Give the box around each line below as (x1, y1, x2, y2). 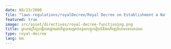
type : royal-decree (5, 31, 47, 36)
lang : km (5, 36, 24, 41)
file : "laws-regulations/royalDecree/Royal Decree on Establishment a (5, 12, 158, 17)
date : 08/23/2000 (5, 7, 42, 13)
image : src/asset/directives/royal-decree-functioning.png (5, 21, 133, 27)
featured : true (5, 17, 38, 22)
